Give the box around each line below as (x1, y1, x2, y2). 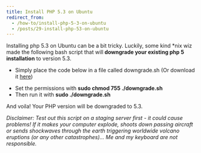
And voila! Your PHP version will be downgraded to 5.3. (6, 103, 143, 110)
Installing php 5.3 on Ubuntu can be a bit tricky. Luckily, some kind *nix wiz (6, 42, 193, 49)
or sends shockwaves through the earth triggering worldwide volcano (6, 127, 180, 134)
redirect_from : (6, 14, 45, 20)
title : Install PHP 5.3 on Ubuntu (6, 8, 93, 15)
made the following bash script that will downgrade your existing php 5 (6, 49, 185, 56)
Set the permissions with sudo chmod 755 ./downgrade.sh (14, 85, 163, 92)
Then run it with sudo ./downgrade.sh (14, 91, 111, 98)
